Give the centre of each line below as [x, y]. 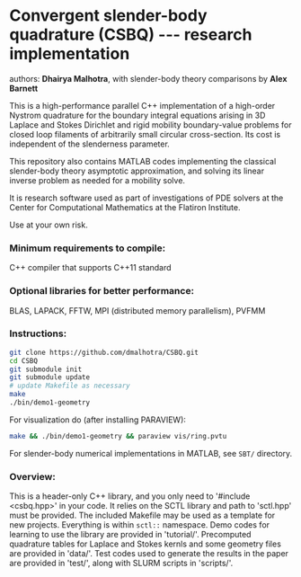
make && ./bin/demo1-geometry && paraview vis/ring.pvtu [118, 436]
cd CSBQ [24, 360]
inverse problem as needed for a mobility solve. [97, 180]
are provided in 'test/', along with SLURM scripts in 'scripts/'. [121, 564]
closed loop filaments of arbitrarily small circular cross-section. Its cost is [145, 134]
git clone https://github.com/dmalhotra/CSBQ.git [104, 352]
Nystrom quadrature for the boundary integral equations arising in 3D [137, 115]
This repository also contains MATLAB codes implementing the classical [143, 161]
